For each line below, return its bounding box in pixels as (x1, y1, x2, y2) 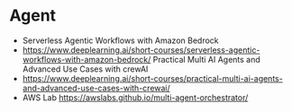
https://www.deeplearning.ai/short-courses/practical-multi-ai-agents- (22, 73, 284, 83)
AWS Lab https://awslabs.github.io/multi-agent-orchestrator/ (22, 91, 249, 103)
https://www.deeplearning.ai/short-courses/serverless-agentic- (22, 44, 260, 55)
